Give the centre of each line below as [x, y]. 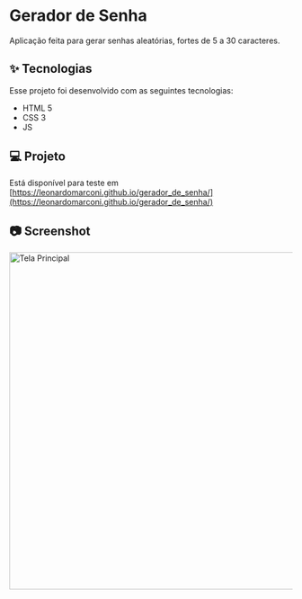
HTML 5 [37, 108]
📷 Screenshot [50, 231]
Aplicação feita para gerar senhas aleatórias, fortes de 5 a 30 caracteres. [145, 40]
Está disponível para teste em [64, 183]
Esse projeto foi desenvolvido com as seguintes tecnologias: [121, 90]
